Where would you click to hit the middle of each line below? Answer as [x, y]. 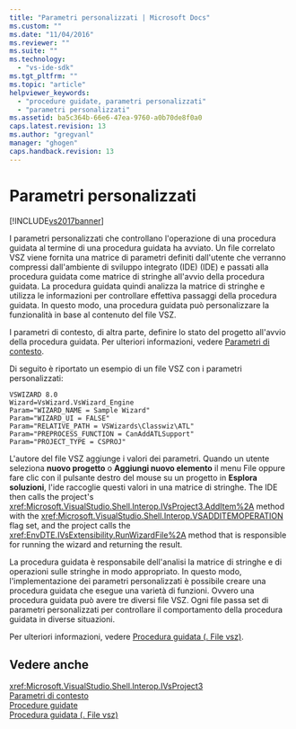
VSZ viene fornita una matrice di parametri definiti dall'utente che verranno [148, 257]
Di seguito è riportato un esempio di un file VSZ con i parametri [126, 369]
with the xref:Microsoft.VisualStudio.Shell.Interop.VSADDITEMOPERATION [147, 516]
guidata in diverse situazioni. [62, 619]
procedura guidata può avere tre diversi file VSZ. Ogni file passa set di [139, 600]
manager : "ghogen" [44, 143]
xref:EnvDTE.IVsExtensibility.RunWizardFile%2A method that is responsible [148, 535]
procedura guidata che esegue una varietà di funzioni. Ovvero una [132, 591]
